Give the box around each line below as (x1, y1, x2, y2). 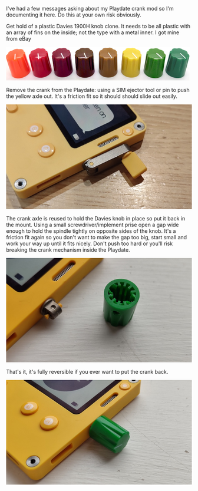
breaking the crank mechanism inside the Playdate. (6, 246, 131, 253)
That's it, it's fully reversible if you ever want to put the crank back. (6, 368, 169, 375)
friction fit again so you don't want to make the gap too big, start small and (6, 233, 187, 240)
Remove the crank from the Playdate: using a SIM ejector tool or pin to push (6, 87, 190, 93)
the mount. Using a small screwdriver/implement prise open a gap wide (6, 221, 179, 228)
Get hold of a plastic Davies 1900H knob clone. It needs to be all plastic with (6, 23, 190, 29)
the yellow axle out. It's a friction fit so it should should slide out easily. (6, 93, 178, 100)
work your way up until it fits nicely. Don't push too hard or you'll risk (6, 240, 173, 247)
